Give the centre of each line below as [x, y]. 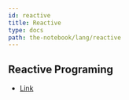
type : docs [26, 30]
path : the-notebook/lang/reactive [65, 37]
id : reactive [29, 15]
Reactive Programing [61, 69]
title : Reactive [35, 23]
